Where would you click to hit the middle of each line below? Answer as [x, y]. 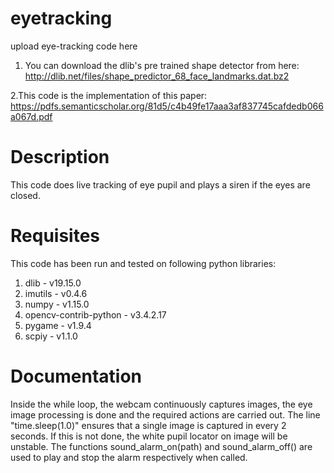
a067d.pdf [31, 116]
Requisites [55, 236]
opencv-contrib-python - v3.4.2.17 [95, 314]
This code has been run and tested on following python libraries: [143, 263]
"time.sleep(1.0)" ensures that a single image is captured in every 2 [148, 425]
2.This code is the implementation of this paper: [109, 95]
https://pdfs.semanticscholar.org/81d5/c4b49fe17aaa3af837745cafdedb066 [167, 106]
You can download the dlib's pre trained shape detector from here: [162, 65]
